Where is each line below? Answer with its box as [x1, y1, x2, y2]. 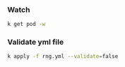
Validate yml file [7, 37, 64, 47]
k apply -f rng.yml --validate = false [7, 53, 119, 60]
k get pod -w [7, 21, 46, 28]
